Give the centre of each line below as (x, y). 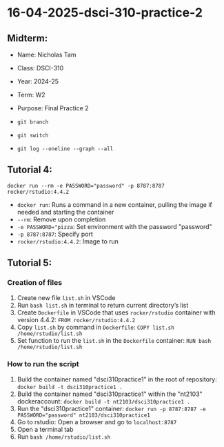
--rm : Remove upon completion (61, 219)
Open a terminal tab (45, 429)
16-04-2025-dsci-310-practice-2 (105, 13)
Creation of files (35, 283)
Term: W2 (31, 95)
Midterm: (28, 38)
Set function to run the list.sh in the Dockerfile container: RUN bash (114, 340)
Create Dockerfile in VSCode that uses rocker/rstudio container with (116, 312)
